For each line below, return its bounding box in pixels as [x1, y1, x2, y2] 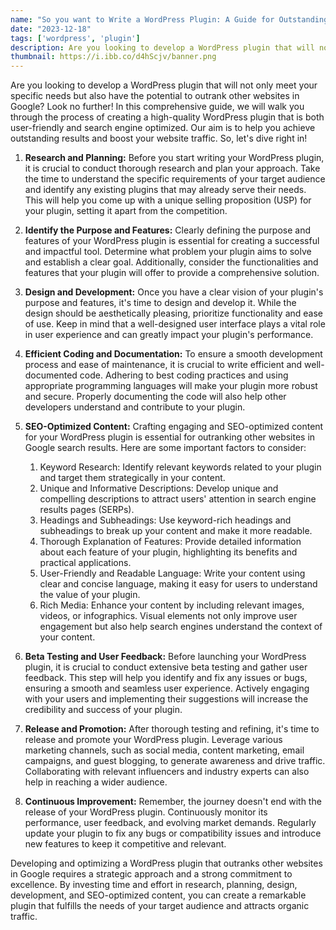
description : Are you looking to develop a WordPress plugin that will [10, 42, 315, 53]
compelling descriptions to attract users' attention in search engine [39, 493, 317, 505]
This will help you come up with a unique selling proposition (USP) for [24, 194, 312, 206]
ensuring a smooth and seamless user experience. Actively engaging [24, 682, 310, 695]
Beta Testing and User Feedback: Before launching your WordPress [24, 651, 307, 663]
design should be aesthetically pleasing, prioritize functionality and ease [24, 307, 323, 320]
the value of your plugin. [39, 589, 141, 601]
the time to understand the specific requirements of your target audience [24, 173, 326, 185]
